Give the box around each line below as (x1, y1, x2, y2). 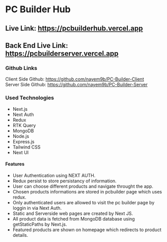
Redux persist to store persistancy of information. (12, 178, 117, 184)
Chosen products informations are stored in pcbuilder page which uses (12, 188, 162, 195)
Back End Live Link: (5, 41, 68, 50)
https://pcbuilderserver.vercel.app (5, 49, 119, 58)
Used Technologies (5, 94, 54, 102)
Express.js (12, 138, 35, 144)
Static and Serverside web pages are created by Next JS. (12, 210, 133, 216)
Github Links (5, 64, 37, 71)
